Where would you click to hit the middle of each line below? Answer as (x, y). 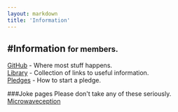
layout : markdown (33, 14)
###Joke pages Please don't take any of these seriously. (89, 94)
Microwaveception (34, 101)
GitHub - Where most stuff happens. (60, 65)
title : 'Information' (39, 20)
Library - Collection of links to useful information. (78, 73)
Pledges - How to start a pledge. (54, 80)
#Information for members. (63, 49)
